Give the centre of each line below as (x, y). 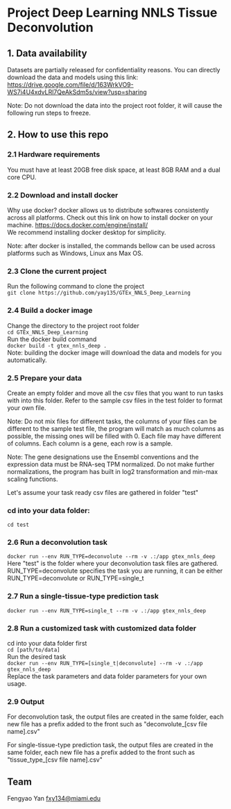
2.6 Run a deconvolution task (57, 542)
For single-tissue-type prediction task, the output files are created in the (110, 745)
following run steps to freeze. (49, 113)
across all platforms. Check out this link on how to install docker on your (110, 218)
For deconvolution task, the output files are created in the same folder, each (115, 717)
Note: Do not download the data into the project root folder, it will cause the (115, 105)
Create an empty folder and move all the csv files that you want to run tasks (115, 393)
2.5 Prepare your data (44, 378)
